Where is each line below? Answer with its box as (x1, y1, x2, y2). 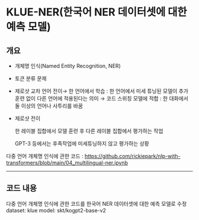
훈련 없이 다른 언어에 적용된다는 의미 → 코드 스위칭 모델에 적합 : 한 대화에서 (14, 95, 188, 102)
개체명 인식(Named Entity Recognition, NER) (14, 63, 121, 69)
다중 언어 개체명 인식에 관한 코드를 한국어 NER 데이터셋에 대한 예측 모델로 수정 (6, 200, 187, 207)
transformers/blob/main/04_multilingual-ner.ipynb (6, 159, 129, 166)
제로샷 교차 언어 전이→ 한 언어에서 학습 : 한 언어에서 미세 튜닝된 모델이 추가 (14, 88, 188, 95)
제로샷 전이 (14, 115, 41, 122)
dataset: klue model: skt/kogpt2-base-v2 (6, 206, 107, 213)
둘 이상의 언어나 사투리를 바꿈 (14, 102, 83, 109)
